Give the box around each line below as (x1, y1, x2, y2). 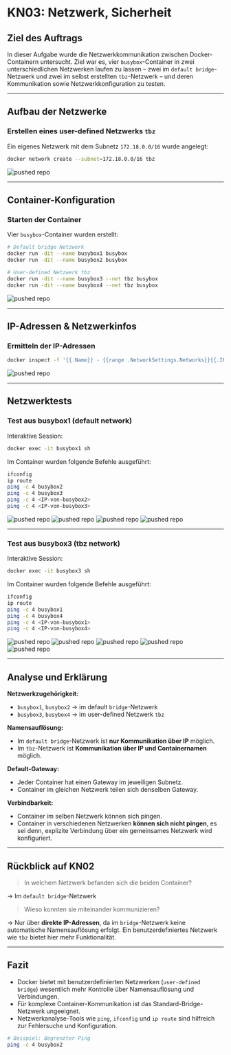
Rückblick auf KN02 (7, 860, 95, 872)
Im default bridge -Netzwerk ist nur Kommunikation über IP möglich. (16, 737, 215, 745)
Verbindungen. (16, 992, 60, 1001)
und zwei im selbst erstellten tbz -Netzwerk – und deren (36, 72, 194, 80)
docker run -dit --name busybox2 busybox (7, 256, 128, 263)
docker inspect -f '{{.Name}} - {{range (7, 357, 125, 364)
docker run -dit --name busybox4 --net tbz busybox (7, 282, 158, 289)
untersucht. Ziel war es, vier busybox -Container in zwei (40, 58, 195, 66)
